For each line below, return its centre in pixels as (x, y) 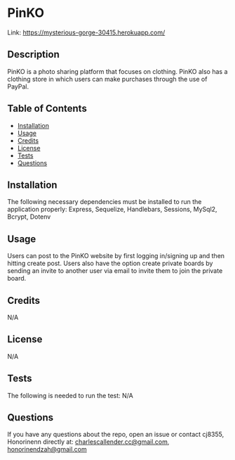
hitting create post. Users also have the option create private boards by (110, 263)
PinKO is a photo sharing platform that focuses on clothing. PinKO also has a (117, 71)
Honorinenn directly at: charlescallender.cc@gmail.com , (88, 442)
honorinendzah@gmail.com (47, 449)
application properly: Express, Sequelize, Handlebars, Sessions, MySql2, (112, 210)
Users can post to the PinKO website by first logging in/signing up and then (116, 256)
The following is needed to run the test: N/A (70, 395)
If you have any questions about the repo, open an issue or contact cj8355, (116, 435)
